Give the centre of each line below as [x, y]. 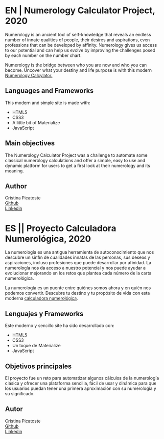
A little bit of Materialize [36, 122]
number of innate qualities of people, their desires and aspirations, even [78, 40]
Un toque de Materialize [36, 346]
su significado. [20, 393]
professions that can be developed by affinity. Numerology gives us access [81, 45]
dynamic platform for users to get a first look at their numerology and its [78, 165]
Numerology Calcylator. [29, 75]
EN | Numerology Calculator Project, [80, 11]
